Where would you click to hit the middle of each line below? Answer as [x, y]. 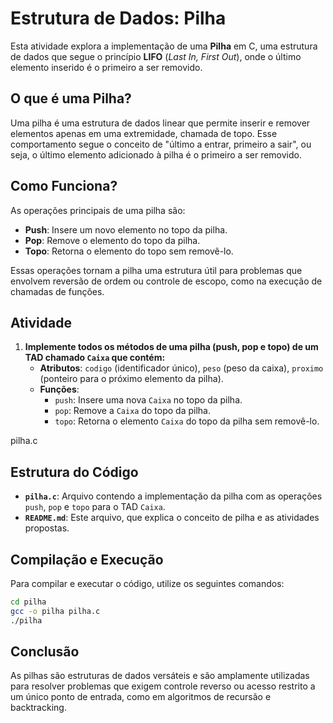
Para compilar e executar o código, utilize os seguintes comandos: [147, 583]
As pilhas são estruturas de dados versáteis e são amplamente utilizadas [160, 676]
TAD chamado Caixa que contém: [95, 358]
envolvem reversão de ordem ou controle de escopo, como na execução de [166, 281]
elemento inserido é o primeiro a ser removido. [106, 67]
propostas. [47, 528]
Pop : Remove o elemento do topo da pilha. [112, 240]
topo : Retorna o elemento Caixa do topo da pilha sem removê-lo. [187, 421]
